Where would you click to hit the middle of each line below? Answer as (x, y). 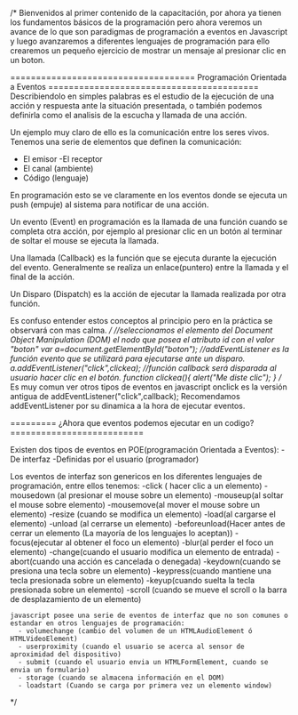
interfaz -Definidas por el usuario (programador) (111, 459)
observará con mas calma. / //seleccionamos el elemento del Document (141, 330)
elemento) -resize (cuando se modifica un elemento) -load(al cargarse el (143, 514)
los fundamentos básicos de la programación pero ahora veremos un (136, 22)
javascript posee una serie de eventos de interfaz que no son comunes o (149, 615)
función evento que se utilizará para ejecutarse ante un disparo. (128, 358)
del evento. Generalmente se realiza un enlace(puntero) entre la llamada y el (149, 267)
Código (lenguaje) (56, 178)
